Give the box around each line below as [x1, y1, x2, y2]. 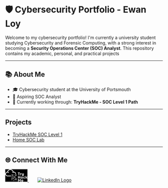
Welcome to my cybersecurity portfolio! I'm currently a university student [5, 34, 156, 40]
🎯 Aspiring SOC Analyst [12, 93, 61, 99]
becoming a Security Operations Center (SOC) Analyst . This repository [5, 45, 154, 51]
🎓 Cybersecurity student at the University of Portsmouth [12, 86, 131, 92]
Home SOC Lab [12, 136, 45, 142]
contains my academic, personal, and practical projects [5, 50, 119, 56]
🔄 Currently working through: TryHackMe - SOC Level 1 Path [12, 98, 138, 105]
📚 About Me [5, 70, 45, 79]
